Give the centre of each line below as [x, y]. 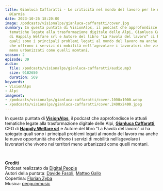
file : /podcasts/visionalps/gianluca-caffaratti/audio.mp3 [70, 69]
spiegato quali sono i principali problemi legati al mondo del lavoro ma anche [81, 134]
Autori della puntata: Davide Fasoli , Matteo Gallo [53, 173]
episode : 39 [17, 59]
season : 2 [15, 55]
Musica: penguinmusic [28, 183]
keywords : [15, 82]
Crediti [12, 163]
